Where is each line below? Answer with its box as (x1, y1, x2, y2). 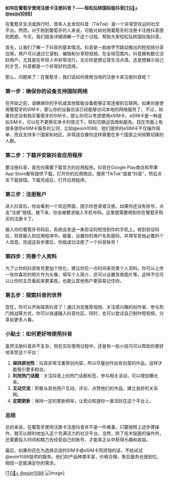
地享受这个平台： (5, 349, 41, 355)
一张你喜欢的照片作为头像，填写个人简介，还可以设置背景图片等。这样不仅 (5, 272, 159, 278)
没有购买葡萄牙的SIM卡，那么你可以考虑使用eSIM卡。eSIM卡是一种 (18, 113, 158, 119)
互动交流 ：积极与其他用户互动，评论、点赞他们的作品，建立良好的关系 (12, 385, 158, 391)
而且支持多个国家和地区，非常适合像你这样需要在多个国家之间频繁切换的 (14, 132, 164, 138)
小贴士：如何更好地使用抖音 (5, 330, 72, 337)
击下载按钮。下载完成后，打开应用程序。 (5, 176, 89, 183)
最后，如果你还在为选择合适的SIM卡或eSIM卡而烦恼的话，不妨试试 (5, 447, 143, 453)
